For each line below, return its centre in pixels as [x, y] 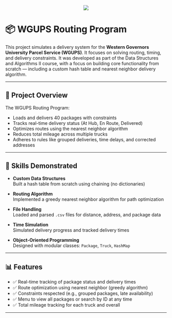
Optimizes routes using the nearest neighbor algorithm [70, 128]
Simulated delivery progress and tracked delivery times [71, 230]
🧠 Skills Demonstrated [41, 166]
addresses [24, 145]
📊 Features [24, 267]
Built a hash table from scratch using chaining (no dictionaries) [79, 184]
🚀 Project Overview [37, 95]
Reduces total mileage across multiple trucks [60, 134]
